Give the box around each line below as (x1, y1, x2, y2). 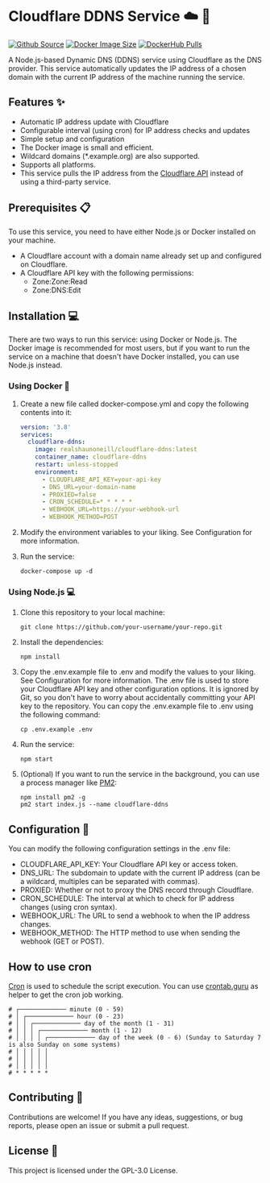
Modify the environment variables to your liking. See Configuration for (19, 528, 252, 538)
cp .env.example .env (19, 725, 93, 734)
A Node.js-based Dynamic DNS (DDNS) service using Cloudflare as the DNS (8, 55, 262, 64)
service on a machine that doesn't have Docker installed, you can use (8, 352, 239, 362)
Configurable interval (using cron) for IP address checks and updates (19, 125, 251, 135)
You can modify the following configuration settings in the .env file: (8, 844, 231, 853)
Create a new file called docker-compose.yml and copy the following (19, 399, 249, 409)
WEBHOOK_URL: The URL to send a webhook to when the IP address (19, 911, 251, 920)
